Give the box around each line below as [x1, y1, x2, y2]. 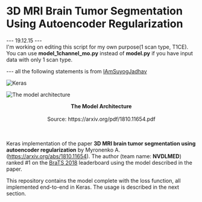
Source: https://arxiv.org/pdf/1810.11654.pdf [47, 115, 156, 123]
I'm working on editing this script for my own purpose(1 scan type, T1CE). [6, 43, 189, 50]
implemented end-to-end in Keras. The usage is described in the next [6, 183, 180, 191]
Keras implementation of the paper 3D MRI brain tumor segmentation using [6, 139, 196, 147]
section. [6, 189, 27, 197]
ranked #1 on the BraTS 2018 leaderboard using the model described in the [6, 159, 193, 166]
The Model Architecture [71, 102, 132, 109]
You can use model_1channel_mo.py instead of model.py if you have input [6, 49, 193, 57]
